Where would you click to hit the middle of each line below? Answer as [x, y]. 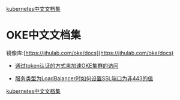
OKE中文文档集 [43, 35]
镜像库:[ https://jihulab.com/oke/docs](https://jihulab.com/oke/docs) [90, 53]
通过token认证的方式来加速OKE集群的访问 [67, 65]
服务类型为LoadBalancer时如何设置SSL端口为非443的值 [84, 78]
